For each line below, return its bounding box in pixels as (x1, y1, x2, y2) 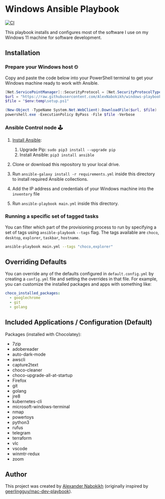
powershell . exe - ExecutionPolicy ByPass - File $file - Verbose (5, 112, 135, 117)
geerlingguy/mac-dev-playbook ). (5, 489, 72, 495)
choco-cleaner (12, 367, 43, 373)
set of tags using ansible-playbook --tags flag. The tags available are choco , (5, 229, 159, 235)
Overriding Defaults (5, 258, 67, 266)
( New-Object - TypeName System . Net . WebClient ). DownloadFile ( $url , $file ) (5, 107, 157, 113)
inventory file (12, 191, 40, 197)
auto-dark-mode (12, 351, 46, 357)
